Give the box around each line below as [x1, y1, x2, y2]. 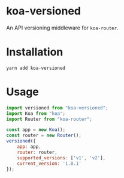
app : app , [17, 144, 42, 150]
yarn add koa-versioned [6, 65, 66, 71]
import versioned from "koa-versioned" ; [6, 105, 109, 111]
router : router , [17, 149, 58, 155]
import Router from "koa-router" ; [6, 116, 93, 122]
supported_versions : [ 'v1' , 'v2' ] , [17, 155, 106, 161]
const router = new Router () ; [6, 132, 82, 139]
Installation [6, 45, 63, 59]
